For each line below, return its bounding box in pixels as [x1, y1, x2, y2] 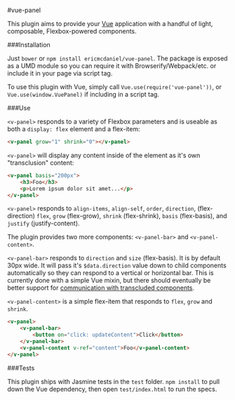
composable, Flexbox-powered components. [7, 27, 137, 35]
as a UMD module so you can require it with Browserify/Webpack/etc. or [7, 62, 217, 69]
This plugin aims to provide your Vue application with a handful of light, [7, 20, 213, 27]
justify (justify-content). [7, 219, 80, 227]
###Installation [7, 41, 51, 48]
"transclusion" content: [7, 158, 74, 167]
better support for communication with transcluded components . [7, 284, 195, 292]
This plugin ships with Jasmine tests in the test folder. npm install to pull [7, 377, 220, 385]
